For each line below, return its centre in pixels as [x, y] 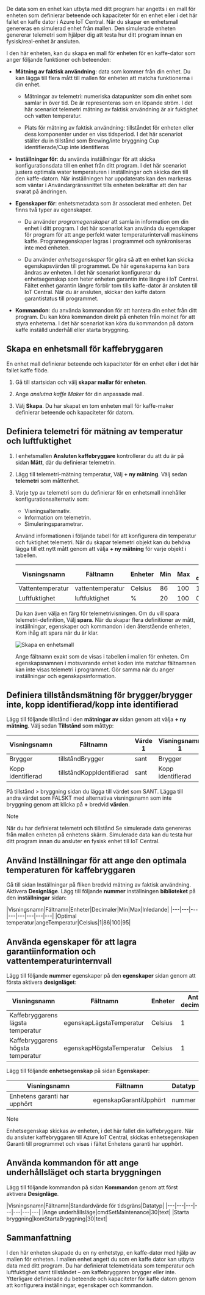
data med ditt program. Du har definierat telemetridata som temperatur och [101, 1266]
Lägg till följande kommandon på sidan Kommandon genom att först [92, 1187]
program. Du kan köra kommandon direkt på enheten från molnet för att [105, 317]
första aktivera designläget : [41, 982]
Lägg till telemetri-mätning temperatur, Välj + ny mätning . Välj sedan [101, 474]
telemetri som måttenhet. [47, 481]
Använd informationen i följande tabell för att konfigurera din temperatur [106, 536]
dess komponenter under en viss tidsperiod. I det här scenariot [103, 134]
